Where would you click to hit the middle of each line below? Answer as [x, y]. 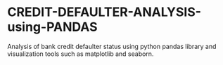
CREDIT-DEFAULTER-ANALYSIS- [104, 12]
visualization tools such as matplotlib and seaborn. [81, 54]
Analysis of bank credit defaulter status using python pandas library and [112, 46]
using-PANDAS [52, 27]
